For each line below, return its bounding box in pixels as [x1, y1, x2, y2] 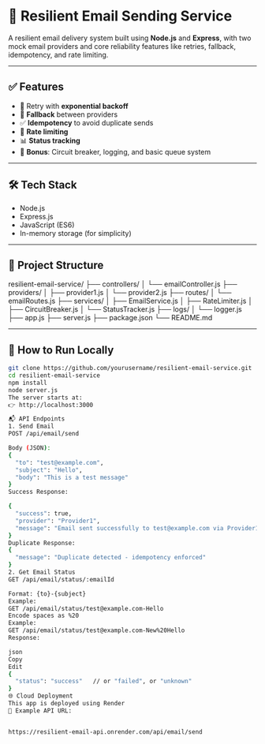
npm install [8, 379, 47, 387]
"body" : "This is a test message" [15, 473, 129, 481]
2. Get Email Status [8, 568, 77, 577]
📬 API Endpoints [8, 415, 65, 423]
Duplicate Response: [8, 539, 77, 547]
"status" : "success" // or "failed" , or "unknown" [15, 678, 192, 686]
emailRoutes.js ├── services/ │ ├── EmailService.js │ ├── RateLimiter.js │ [8, 296, 253, 306]
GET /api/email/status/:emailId [8, 575, 114, 583]
